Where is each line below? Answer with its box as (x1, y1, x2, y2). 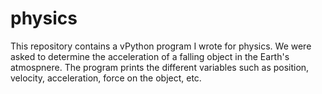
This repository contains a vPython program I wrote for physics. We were (10, 40, 312, 52)
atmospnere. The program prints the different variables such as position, (10, 61, 310, 73)
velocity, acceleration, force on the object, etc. (10, 72, 202, 84)
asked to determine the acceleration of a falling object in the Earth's (10, 50, 290, 62)
